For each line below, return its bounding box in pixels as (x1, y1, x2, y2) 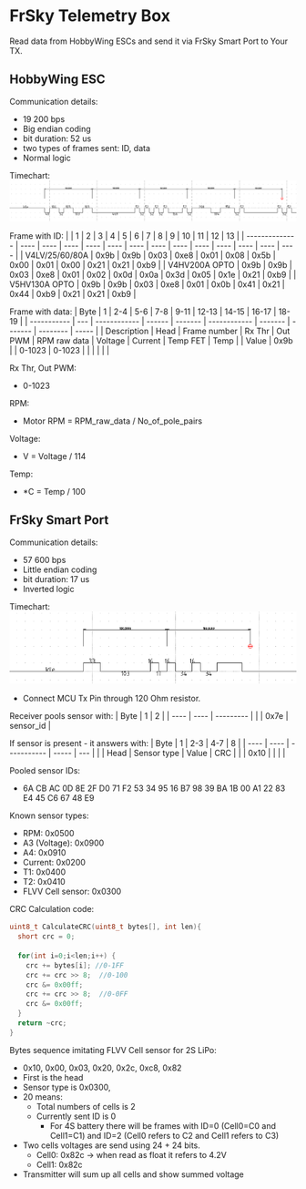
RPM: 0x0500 (22, 828, 75, 839)
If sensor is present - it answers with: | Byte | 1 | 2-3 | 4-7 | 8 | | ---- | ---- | (9, 738, 290, 749)
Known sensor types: (9, 810, 89, 821)
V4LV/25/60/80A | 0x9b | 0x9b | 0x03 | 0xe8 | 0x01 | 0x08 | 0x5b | (25, 250, 276, 261)
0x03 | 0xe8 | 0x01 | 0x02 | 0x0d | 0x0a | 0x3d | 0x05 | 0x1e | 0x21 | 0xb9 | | (9, 270, 297, 281)
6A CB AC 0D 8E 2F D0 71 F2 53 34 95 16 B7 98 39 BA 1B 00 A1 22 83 (22, 783, 286, 794)
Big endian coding (22, 123, 91, 134)
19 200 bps (22, 113, 66, 124)
